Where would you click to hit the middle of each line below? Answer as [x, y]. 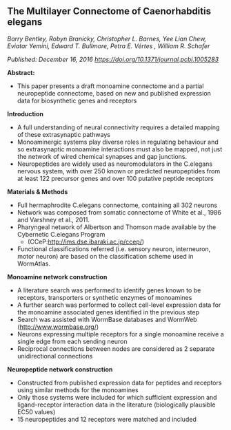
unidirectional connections [55, 356]
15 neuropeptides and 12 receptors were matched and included [107, 419]
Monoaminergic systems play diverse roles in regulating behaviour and [118, 142]
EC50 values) [36, 411]
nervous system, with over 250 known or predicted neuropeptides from [119, 171]
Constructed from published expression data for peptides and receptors [119, 383]
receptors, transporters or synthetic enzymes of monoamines [104, 297]
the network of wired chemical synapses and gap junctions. [102, 156]
